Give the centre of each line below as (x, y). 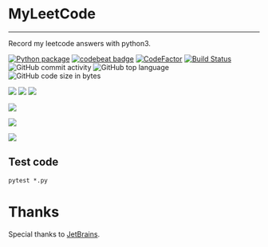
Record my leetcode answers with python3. (80, 43)
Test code (33, 162)
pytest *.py (28, 180)
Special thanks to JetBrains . (54, 234)
